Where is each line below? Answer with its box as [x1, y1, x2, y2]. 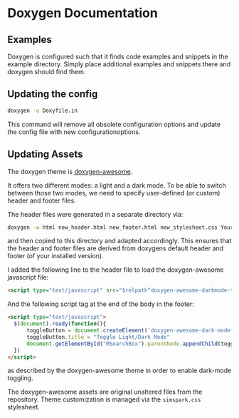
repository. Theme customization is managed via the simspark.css [7, 395, 201, 404]
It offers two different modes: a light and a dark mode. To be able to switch [7, 180, 226, 190]
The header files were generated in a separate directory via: [7, 210, 184, 218]
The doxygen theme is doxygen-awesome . [7, 167, 133, 175]
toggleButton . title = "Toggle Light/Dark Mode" [26, 333, 171, 340]
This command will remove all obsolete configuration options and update [7, 120, 221, 128]
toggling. [7, 374, 33, 382]
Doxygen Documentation [7, 5, 158, 21]
